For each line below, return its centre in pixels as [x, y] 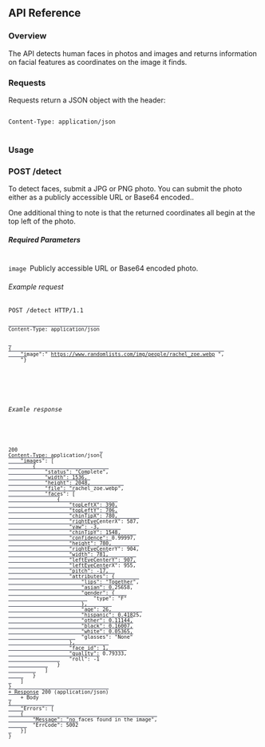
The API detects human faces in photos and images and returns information [133, 53]
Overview [28, 36]
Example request [36, 287]
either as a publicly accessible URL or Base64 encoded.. [101, 197]
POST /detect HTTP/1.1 [46, 311]
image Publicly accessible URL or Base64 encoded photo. [103, 268]
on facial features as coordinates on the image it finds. [98, 62]
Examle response [35, 410]
